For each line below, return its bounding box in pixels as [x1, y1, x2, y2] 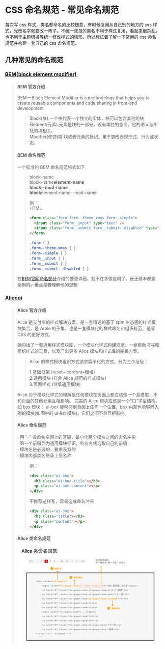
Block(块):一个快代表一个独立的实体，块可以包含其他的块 [29, 115, 144, 121]
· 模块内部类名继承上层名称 [17, 452, 72, 458]
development [17, 105, 44, 111]
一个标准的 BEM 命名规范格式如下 [17, 164, 85, 170]
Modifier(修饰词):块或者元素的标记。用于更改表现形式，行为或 [29, 134, 154, 140]
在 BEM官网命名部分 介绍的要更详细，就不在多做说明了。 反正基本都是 [17, 276, 156, 282]
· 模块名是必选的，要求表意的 [17, 446, 76, 452]
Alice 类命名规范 [17, 536, 51, 541]
